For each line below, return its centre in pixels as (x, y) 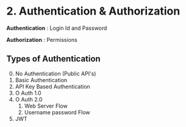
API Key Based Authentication (52, 86)
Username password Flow (57, 112)
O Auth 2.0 (29, 99)
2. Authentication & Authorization (93, 11)
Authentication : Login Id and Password (57, 28)
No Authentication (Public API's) (55, 74)
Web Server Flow (46, 106)
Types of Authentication (53, 59)
